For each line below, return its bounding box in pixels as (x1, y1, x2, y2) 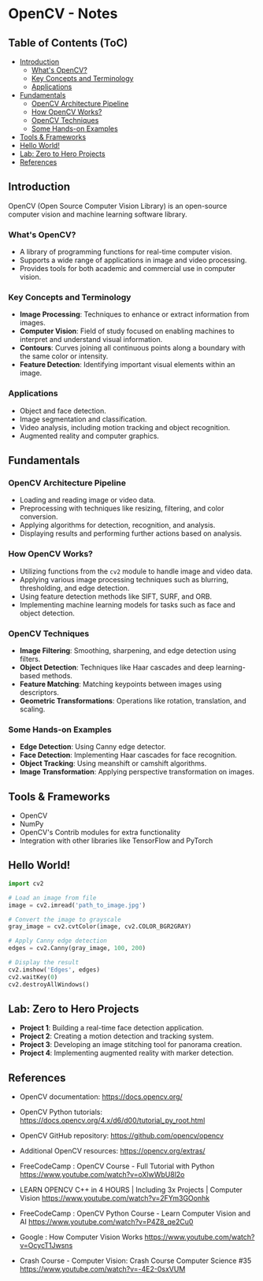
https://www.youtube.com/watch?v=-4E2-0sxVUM (19, 1264, 186, 1274)
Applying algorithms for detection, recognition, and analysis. (19, 521, 216, 530)
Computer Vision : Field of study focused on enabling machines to (19, 326, 235, 336)
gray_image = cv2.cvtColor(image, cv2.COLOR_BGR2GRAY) (8, 923, 192, 930)
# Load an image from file (8, 893, 97, 902)
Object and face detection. (19, 406, 106, 415)
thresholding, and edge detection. (19, 583, 130, 592)
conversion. (19, 512, 58, 522)
